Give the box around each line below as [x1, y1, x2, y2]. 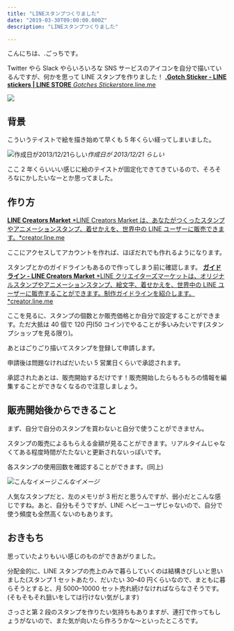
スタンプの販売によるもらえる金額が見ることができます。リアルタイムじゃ [7, 439, 219, 447]
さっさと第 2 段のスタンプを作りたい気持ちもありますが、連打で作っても [7, 607, 215, 616]
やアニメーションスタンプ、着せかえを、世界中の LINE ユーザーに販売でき [7, 225, 219, 233]
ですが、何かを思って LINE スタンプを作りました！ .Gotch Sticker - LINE [19, 73, 227, 81]
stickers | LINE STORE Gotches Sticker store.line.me [7, 81, 157, 89]
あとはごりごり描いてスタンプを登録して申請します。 [7, 344, 159, 352]
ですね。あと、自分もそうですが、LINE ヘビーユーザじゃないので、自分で [13, 501, 223, 509]
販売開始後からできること [7, 404, 117, 416]
